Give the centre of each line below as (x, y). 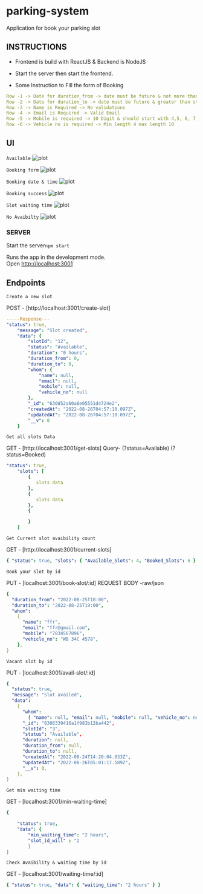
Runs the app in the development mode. (56, 257)
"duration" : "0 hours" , (58, 353)
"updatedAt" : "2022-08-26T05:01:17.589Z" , (76, 762)
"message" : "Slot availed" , (47, 695)
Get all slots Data (31, 437)
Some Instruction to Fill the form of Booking (69, 85)
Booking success (27, 193)
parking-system (48, 11)
